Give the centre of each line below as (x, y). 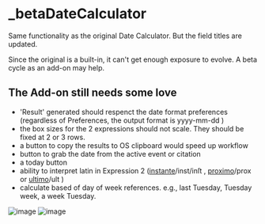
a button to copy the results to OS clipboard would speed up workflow (134, 145)
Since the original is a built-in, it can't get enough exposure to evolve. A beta (133, 59)
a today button (44, 162)
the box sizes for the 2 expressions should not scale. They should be (132, 128)
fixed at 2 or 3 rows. (52, 137)
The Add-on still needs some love (93, 93)
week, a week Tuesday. (58, 196)
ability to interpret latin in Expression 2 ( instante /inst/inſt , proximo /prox (135, 170)
